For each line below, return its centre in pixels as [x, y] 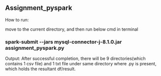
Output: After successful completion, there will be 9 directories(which [75, 58]
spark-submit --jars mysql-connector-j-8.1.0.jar [64, 42]
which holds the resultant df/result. [40, 69]
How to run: [17, 19]
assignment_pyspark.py [35, 48]
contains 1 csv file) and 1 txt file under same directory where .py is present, [81, 64]
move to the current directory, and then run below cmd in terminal [72, 29]
